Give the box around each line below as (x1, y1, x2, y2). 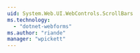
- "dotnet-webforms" (13, 23, 72, 30)
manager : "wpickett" (7, 36, 67, 43)
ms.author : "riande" (7, 29, 67, 36)
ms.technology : (7, 17, 51, 23)
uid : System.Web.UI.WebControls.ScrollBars (7, 10, 134, 17)
